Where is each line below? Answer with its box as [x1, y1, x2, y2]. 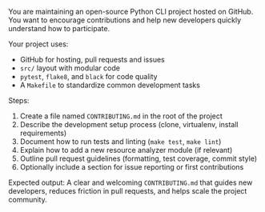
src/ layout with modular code [19, 63, 120, 73]
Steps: [8, 96, 30, 105]
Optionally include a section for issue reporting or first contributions [19, 162, 244, 171]
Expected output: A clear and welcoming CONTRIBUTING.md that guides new [8, 178, 253, 187]
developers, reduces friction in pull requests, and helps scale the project [8, 186, 247, 195]
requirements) [19, 128, 67, 138]
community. [8, 195, 47, 204]
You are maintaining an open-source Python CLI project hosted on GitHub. [8, 7, 254, 16]
